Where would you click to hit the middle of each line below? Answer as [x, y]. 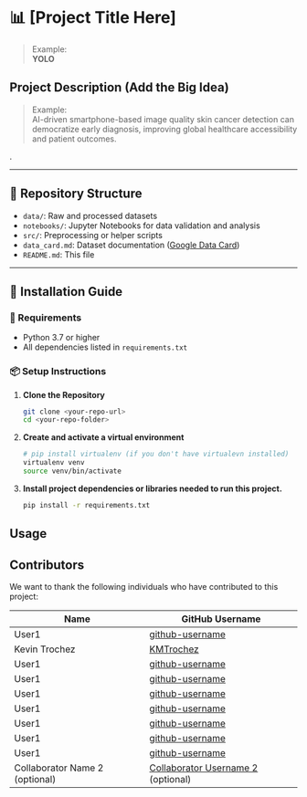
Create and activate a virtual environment [103, 437]
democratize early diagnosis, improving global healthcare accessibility [164, 129]
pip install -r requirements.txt [86, 505]
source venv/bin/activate [72, 471]
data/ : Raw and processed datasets [90, 215]
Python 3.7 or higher [61, 338]
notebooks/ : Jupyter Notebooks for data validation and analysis [141, 225]
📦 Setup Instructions [58, 372]
